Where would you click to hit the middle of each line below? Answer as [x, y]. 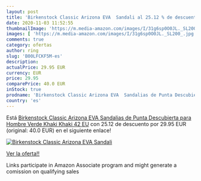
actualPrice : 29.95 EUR [36, 67]
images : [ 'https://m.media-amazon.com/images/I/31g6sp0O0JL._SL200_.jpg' [101, 34]
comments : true [25, 39]
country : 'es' [24, 100]
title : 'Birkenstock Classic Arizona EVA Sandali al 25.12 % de [89, 17]
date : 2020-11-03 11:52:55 [40, 23]
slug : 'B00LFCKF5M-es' [34, 56]
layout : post [22, 12]
